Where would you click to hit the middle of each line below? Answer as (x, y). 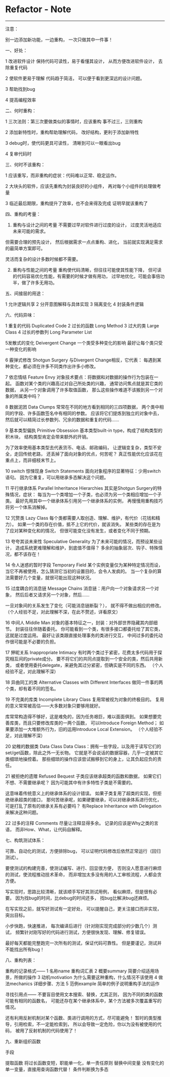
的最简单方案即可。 (25, 248)
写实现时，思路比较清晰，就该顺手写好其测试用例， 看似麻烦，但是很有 (79, 891)
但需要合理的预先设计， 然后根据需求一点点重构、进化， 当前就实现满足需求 (84, 242)
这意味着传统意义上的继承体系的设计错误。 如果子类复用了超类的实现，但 (81, 793)
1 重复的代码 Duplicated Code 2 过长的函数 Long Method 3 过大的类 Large (82, 325)
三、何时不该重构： (25, 164)
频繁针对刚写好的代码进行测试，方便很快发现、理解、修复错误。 (81, 932)
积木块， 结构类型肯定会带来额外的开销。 (48, 436)
